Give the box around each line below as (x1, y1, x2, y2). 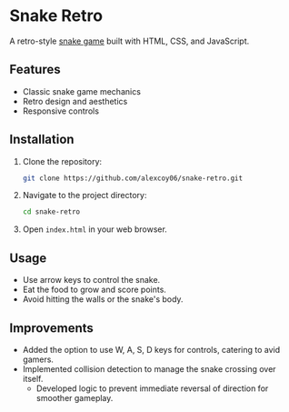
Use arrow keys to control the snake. (22, 275, 161, 286)
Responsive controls (22, 106, 100, 116)
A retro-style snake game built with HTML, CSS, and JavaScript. (9, 35, 250, 46)
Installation (9, 132, 75, 147)
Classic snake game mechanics (22, 85, 141, 96)
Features (9, 62, 61, 77)
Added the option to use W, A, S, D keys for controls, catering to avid (22, 344, 281, 355)
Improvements (9, 320, 94, 336)
